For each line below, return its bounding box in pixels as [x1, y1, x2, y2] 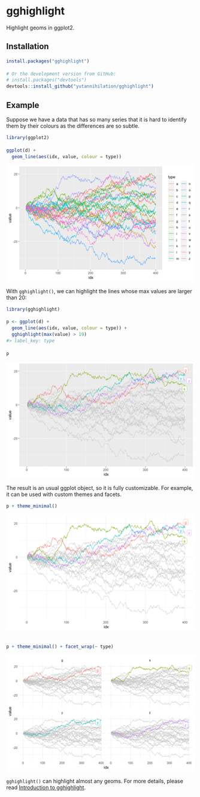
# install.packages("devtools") [6, 77, 87, 83]
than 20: [6, 294, 27, 301]
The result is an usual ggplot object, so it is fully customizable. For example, [6, 484, 193, 491]
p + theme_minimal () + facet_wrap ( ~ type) [6, 643, 114, 650]
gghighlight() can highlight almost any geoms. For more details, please [6, 778, 184, 785]
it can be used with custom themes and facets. [6, 491, 122, 498]
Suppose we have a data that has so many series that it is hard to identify [6, 116, 187, 123]
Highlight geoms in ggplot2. [6, 24, 75, 31]
